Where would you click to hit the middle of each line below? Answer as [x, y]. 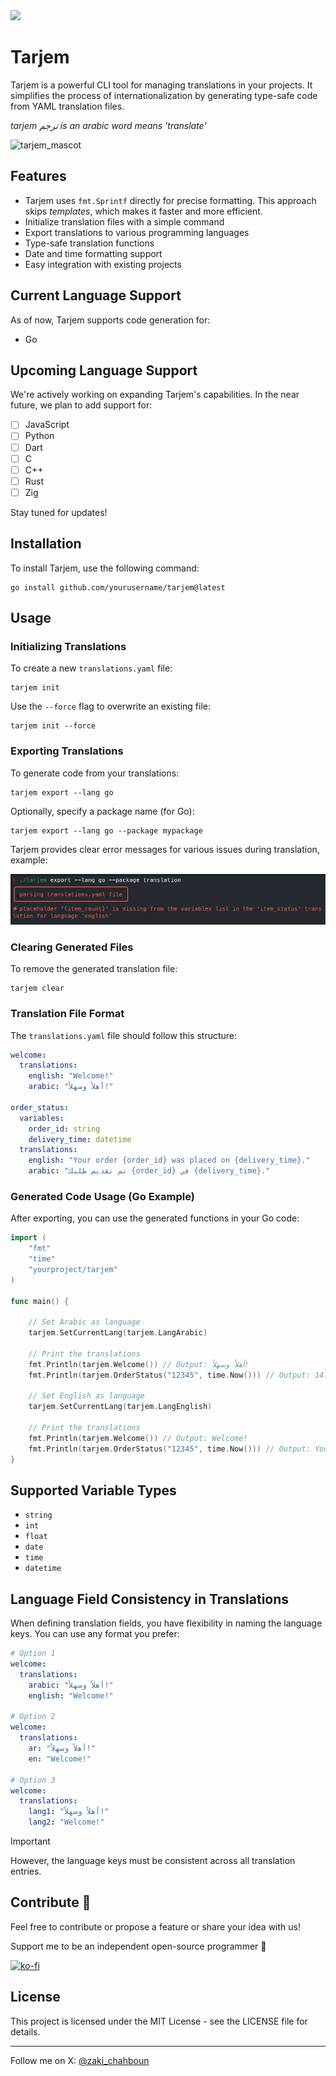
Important [30, 1841]
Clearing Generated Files [72, 947]
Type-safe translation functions [89, 243]
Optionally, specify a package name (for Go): [102, 811]
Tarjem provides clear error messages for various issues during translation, [165, 849]
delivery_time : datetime [80, 1139]
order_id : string [64, 1129]
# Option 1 [33, 1654]
